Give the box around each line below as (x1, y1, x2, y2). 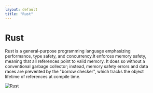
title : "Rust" (5, 12, 34, 16)
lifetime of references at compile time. (5, 74, 81, 80)
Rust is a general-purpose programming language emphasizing (5, 48, 131, 54)
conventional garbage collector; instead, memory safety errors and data (5, 64, 148, 69)
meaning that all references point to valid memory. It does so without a (5, 58, 145, 64)
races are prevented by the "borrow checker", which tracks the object (5, 68, 144, 75)
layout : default (5, 7, 38, 12)
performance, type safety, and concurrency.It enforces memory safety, (5, 53, 146, 59)
